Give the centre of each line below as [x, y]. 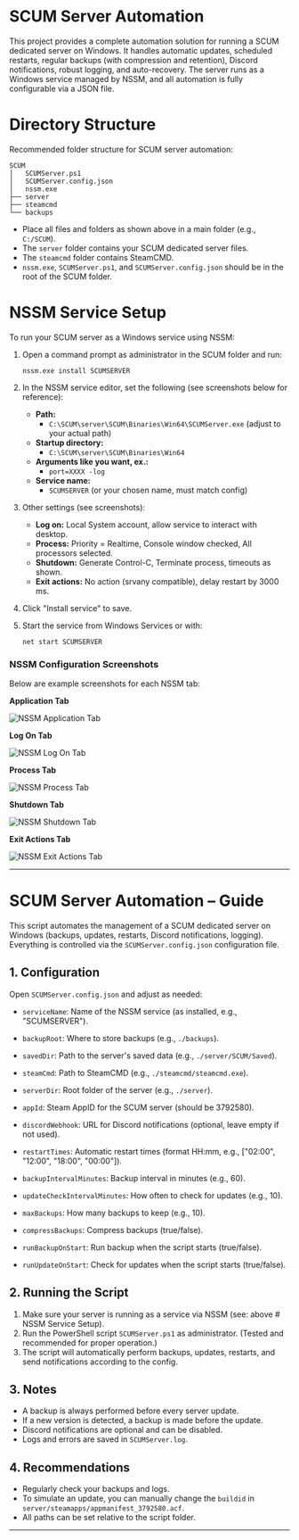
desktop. [52, 534]
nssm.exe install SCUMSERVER [76, 371]
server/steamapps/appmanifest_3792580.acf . [103, 1508]
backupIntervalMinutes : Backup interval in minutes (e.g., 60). [134, 1178]
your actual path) [80, 433]
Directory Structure [83, 124]
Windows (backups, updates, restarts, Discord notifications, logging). [137, 935]
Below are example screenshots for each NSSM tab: [105, 683]
